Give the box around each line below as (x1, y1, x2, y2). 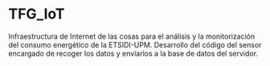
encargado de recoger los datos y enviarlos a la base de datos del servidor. (8, 48, 259, 58)
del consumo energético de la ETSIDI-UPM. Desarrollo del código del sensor (8, 39, 262, 49)
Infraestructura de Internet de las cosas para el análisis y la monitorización (8, 31, 256, 41)
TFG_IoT (8, 5, 65, 23)
